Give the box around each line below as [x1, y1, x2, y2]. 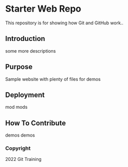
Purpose [5, 63, 33, 71]
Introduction [5, 34, 46, 43]
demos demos [5, 132, 35, 138]
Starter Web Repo [5, 3, 81, 15]
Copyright [5, 145, 31, 152]
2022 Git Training [5, 156, 42, 162]
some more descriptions [5, 48, 56, 54]
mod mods [5, 104, 28, 110]
